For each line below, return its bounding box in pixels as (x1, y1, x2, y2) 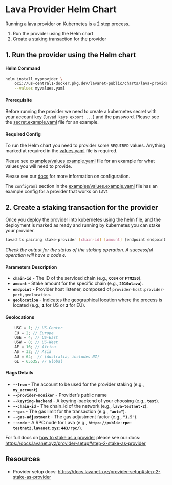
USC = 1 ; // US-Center (14, 325, 63, 330)
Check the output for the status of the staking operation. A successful (5, 247, 153, 253)
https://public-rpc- (88, 420, 132, 425)
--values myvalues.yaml (14, 86, 66, 91)
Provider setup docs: (12, 468, 57, 474)
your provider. (5, 228, 35, 234)
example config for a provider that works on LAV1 (5, 188, 109, 194)
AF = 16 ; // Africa (14, 344, 56, 350)
